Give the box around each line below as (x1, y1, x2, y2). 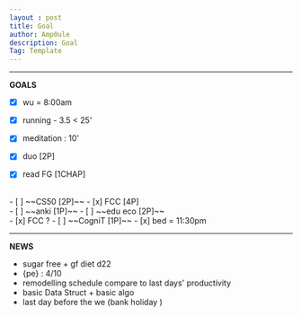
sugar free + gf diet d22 (22, 259, 111, 269)
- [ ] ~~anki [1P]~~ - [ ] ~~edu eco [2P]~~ (9, 206, 165, 216)
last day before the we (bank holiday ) (22, 297, 164, 308)
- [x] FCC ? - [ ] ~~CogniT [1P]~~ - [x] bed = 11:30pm (9, 215, 207, 226)
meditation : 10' (22, 133, 79, 144)
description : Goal (9, 38, 78, 48)
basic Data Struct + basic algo (22, 287, 135, 298)
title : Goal (9, 22, 54, 31)
